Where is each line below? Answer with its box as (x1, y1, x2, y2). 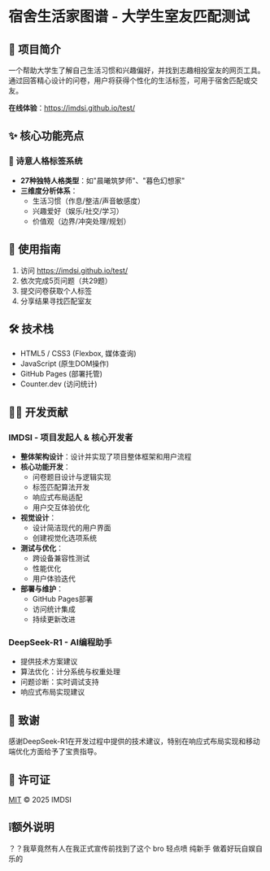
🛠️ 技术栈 (8, 322, 54, 336)
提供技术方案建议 (20, 656, 78, 667)
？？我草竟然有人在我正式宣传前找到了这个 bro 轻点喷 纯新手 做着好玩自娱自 (8, 843, 263, 853)
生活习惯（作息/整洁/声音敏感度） (32, 196, 145, 206)
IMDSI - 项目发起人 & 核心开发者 (8, 432, 133, 443)
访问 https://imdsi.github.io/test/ (20, 265, 128, 275)
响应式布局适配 (32, 493, 83, 502)
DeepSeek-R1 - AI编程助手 (8, 636, 112, 647)
